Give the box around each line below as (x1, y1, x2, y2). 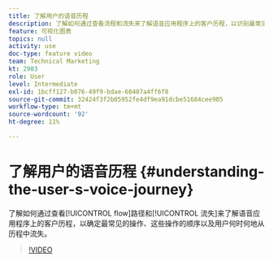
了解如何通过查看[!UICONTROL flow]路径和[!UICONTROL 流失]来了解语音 (8, 208, 253, 218)
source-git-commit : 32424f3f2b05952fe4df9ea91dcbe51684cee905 (8, 95, 223, 103)
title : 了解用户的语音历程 (8, 11, 89, 20)
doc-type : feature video (8, 50, 93, 58)
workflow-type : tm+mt (8, 103, 82, 111)
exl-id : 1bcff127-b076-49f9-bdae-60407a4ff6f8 (8, 87, 169, 96)
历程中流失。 (8, 229, 51, 238)
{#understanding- (139, 163, 265, 181)
